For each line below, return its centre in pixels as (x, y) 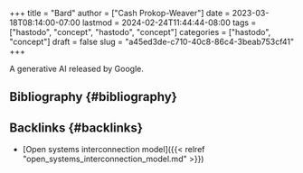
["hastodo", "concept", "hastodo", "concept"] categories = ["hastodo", (140, 32)
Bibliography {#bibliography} (94, 97)
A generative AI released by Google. (77, 68)
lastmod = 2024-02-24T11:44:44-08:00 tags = (169, 23)
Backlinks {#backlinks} (76, 127)
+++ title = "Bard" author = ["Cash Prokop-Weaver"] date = (120, 13)
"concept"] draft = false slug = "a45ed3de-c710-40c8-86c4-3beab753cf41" (152, 41)
